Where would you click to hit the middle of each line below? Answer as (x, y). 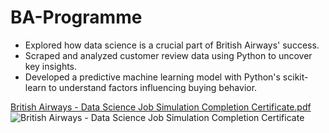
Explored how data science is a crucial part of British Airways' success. (172, 45)
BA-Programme (76, 17)
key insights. (51, 66)
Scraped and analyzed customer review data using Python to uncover (168, 55)
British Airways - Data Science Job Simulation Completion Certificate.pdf (161, 107)
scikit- (295, 77)
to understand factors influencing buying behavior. (153, 87)
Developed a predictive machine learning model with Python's (152, 77)
